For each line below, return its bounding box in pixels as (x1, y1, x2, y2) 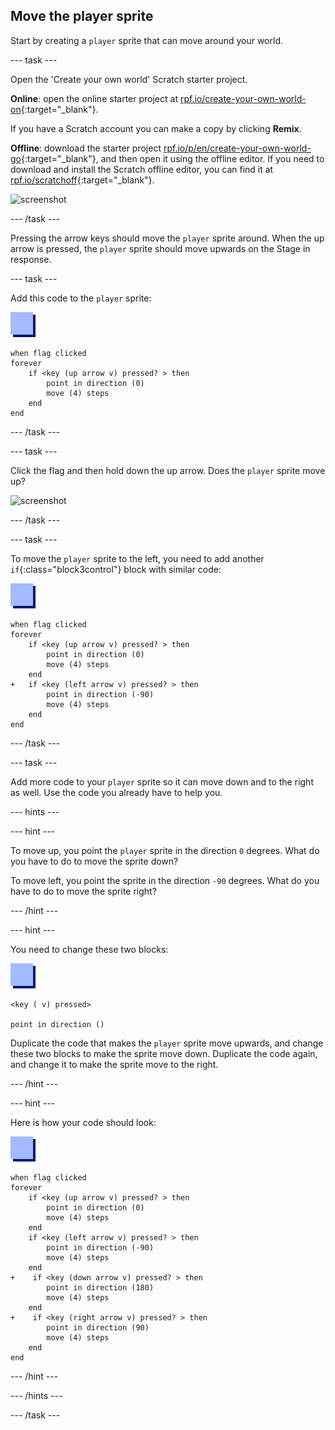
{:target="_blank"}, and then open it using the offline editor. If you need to (20, 152, 325, 164)
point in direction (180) (46, 1282, 155, 1293)
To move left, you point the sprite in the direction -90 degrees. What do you (10, 874, 320, 886)
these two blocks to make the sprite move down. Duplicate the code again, (10, 1047, 318, 1059)
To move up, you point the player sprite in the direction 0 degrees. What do (10, 844, 320, 856)
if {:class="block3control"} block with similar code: (10, 563, 222, 575)
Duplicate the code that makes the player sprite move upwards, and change (10, 1037, 324, 1049)
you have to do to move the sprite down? (10, 855, 179, 867)
